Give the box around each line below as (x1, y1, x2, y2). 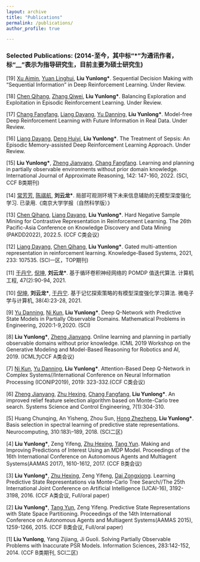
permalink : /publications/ (6, 20, 73, 26)
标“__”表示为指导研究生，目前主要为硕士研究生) (6, 60, 143, 69)
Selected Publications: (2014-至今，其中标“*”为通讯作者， (6, 51, 178, 60)
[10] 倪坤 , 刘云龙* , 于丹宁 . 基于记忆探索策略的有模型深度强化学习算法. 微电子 (6, 289, 194, 296)
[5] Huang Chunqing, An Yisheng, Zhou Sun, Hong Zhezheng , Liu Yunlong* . (6, 414, 194, 422)
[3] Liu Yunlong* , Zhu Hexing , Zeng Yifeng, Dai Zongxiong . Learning (6, 472, 176, 479)
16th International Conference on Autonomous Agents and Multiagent (6, 452, 177, 460)
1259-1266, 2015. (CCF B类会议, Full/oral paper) (6, 523, 124, 530)
